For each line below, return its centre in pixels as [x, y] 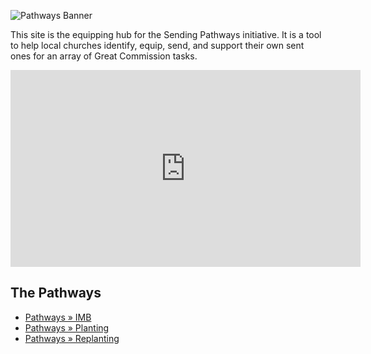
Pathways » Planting [67, 327]
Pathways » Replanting [72, 338]
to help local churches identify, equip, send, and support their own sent [157, 45]
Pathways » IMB [58, 317]
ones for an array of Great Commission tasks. [104, 56]
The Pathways [56, 293]
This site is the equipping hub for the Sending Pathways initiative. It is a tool [166, 34]
